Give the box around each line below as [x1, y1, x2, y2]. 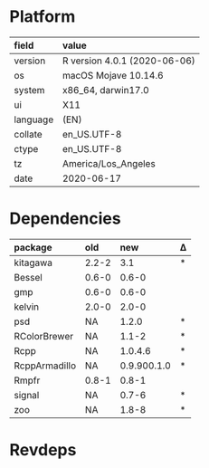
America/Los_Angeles [62, 157, 156, 169]
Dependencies [9, 208, 121, 229]
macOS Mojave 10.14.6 [62, 69, 165, 81]
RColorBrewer [14, 330, 74, 342]
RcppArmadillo [14, 359, 77, 372]
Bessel [14, 271, 43, 283]
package [14, 241, 52, 253]
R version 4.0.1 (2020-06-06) [62, 54, 196, 67]
